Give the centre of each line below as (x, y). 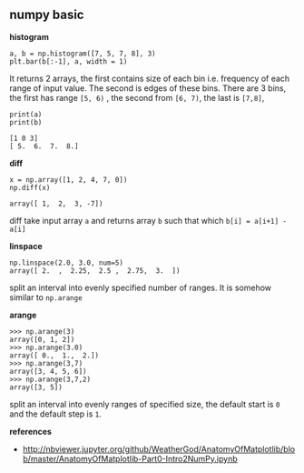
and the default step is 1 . (55, 414)
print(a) (26, 114)
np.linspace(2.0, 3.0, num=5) (67, 263)
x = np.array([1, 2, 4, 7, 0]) (69, 180)
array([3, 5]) (36, 387)
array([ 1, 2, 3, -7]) (56, 204)
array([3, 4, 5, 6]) (49, 371)
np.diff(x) (30, 187)
